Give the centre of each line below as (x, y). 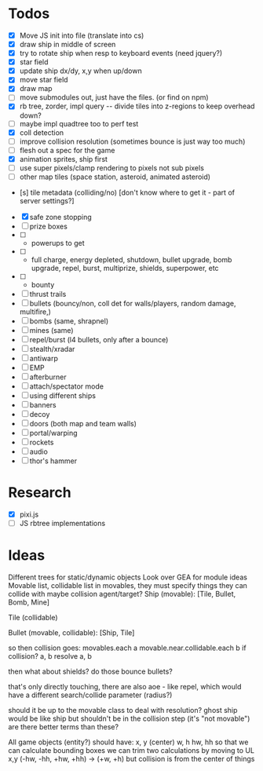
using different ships (63, 395)
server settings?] (47, 200)
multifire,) (35, 312)
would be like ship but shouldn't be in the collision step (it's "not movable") (129, 718)
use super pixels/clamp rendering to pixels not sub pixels (111, 168)
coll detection (42, 132)
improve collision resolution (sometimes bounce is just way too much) (132, 141)
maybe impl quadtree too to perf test (79, 123)
